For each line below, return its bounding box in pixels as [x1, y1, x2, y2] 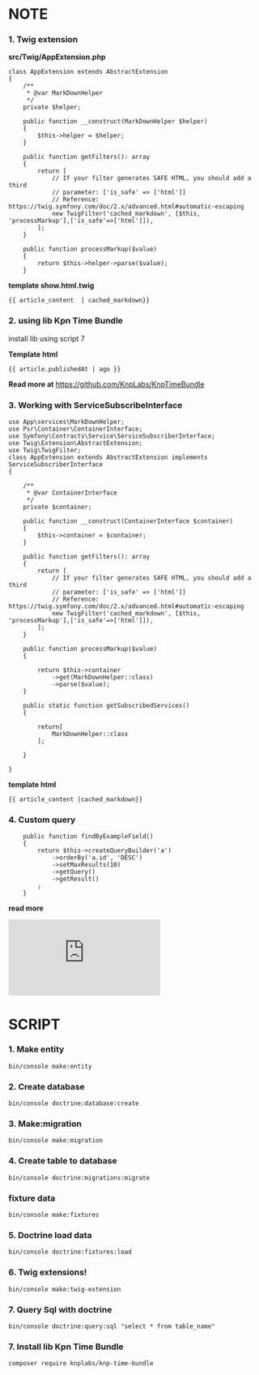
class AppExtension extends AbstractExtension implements [8, 453, 208, 462]
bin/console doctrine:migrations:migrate [8, 1173, 151, 1182]
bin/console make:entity [8, 1062, 92, 1070]
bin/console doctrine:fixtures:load [8, 1248, 132, 1257]
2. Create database [8, 1081, 85, 1092]
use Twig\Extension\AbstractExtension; [8, 439, 143, 448]
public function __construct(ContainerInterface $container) [23, 517, 233, 525]
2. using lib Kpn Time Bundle [8, 315, 124, 327]
